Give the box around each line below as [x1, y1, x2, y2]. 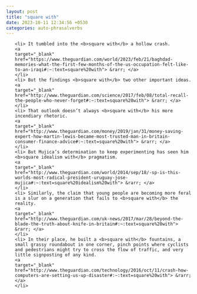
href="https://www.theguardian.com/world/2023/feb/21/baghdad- [14, 56, 173, 62]
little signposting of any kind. [14, 252, 97, 258]
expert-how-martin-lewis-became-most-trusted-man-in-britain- [14, 133, 171, 140]
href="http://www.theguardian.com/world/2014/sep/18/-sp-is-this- [14, 170, 181, 176]
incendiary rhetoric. [14, 113, 68, 119]
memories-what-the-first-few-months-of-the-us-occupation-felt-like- [14, 62, 189, 68]
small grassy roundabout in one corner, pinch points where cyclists [14, 242, 189, 248]
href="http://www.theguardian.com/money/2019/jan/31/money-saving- [14, 129, 183, 135]
